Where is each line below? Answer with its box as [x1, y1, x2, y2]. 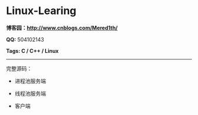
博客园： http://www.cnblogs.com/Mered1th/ [6, 24, 118, 31]
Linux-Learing [6, 4, 77, 18]
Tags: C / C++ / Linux [6, 47, 59, 54]
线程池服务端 [14, 90, 46, 97]
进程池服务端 [14, 77, 46, 84]
